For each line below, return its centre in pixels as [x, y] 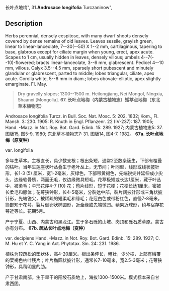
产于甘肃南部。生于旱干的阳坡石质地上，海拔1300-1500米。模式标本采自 [80, 277]
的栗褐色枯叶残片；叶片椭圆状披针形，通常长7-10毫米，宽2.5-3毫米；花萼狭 [84, 260]
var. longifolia [19, 150]
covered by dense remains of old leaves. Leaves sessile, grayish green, [79, 41]
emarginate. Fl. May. [26, 84]
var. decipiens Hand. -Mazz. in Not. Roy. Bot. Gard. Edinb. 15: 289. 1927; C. [83, 238]
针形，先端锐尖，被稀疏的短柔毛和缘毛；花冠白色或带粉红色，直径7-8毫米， [84, 198]
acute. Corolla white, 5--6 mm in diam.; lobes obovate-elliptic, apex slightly [83, 78]
